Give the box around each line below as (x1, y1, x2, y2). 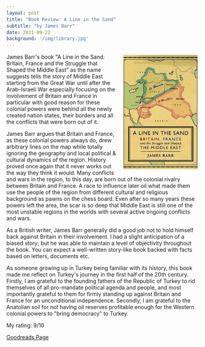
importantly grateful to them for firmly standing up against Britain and (6, 291, 182, 298)
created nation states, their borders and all (6, 112, 114, 119)
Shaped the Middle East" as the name (6, 66, 102, 73)
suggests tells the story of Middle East (6, 73, 103, 80)
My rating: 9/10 (6, 322, 45, 329)
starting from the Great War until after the (6, 80, 111, 87)
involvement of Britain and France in (6, 92, 98, 100)
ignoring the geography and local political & (6, 150, 116, 157)
